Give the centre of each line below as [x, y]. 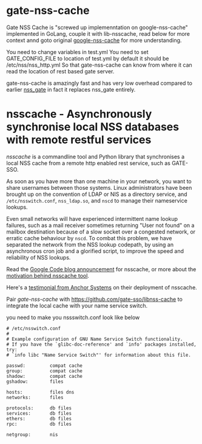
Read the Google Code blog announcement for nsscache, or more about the [101, 269]
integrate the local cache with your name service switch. [77, 305]
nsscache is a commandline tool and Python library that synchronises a [96, 156]
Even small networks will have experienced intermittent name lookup [92, 218]
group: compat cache [45, 371]
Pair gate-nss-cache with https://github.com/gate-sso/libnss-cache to [95, 299]
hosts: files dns [40, 392]
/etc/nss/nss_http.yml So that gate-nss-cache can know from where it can [99, 65]
